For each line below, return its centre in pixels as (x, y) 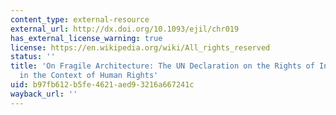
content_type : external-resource (80, 19)
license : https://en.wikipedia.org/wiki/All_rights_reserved (140, 47)
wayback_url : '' (44, 94)
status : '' (33, 57)
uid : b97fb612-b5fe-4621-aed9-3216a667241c (102, 85)
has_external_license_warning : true (86, 38)
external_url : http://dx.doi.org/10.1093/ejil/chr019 (125, 29)
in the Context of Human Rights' (89, 76)
